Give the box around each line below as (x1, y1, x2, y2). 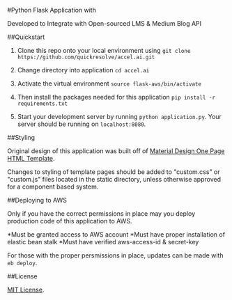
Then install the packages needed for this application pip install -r (17, 93, 216, 101)
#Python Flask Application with (7, 6, 96, 14)
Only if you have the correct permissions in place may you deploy (7, 210, 196, 218)
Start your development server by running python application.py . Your (17, 113, 222, 120)
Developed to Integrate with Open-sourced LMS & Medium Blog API (7, 19, 202, 27)
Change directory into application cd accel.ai (17, 66, 150, 74)
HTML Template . (7, 155, 55, 162)
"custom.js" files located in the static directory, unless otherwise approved (7, 175, 222, 183)
